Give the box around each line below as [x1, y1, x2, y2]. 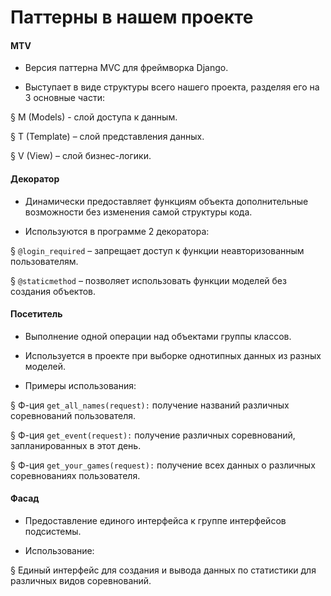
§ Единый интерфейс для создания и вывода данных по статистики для [10, 564, 317, 576]
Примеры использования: [24, 379, 137, 391]
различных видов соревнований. [10, 575, 152, 586]
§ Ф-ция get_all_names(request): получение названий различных [10, 399, 290, 411]
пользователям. [10, 255, 79, 267]
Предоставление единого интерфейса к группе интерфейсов [24, 515, 287, 526]
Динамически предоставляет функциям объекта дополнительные [24, 195, 309, 207]
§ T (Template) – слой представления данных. [10, 131, 205, 143]
